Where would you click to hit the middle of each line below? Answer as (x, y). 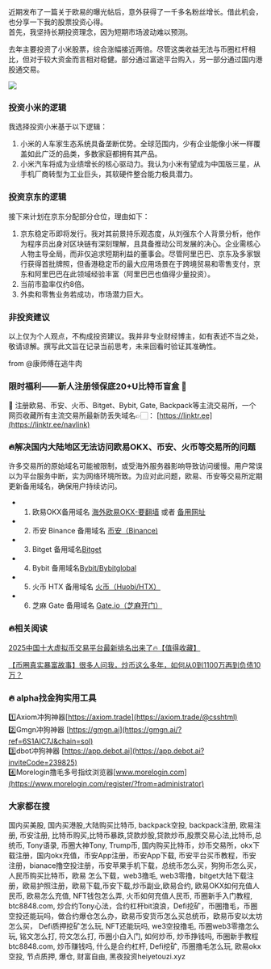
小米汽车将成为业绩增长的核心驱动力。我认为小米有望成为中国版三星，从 (140, 164)
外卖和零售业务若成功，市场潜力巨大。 (83, 294)
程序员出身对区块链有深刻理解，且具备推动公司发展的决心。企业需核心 (144, 243)
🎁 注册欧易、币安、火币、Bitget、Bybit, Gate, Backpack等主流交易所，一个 (132, 406)
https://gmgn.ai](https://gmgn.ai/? (125, 730)
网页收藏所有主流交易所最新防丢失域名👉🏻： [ (84, 415)
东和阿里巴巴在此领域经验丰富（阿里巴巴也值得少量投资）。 (117, 274)
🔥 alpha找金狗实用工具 (52, 697)
